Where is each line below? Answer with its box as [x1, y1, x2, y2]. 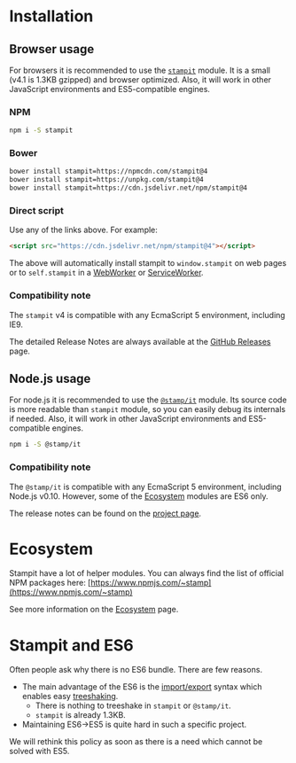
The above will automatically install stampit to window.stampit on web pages [9, 258, 287, 269]
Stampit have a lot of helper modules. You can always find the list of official [9, 568, 284, 579]
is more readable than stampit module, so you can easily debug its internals [9, 404, 286, 415]
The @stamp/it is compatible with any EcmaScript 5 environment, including [9, 481, 282, 492]
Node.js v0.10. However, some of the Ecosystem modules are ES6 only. [9, 490, 269, 502]
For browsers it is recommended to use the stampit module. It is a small [9, 65, 270, 75]
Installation [9, 6, 94, 27]
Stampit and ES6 [9, 635, 135, 655]
